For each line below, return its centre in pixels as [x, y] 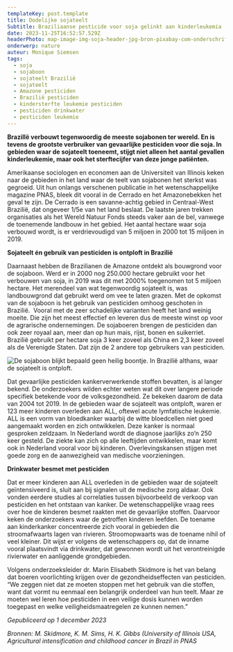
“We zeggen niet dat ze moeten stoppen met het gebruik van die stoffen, [111, 584]
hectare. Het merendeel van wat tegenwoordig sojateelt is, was [97, 288]
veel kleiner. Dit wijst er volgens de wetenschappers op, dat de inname [108, 541]
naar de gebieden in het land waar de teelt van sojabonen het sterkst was [112, 180]
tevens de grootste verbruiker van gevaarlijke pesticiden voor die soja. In [114, 144]
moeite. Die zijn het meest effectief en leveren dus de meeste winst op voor [115, 318]
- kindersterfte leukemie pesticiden [68, 104]
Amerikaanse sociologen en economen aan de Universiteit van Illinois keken [116, 172]
